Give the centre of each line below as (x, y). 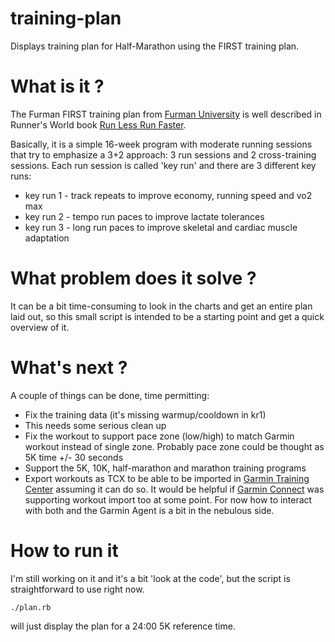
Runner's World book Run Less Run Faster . (98, 124)
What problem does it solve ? (133, 278)
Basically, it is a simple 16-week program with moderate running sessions (161, 144)
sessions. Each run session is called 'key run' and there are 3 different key (163, 165)
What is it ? (57, 86)
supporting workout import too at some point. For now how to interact (168, 499)
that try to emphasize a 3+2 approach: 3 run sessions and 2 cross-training (163, 154)
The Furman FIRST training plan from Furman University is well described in (166, 114)
